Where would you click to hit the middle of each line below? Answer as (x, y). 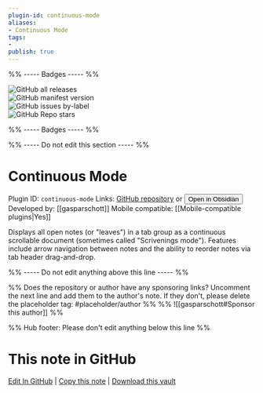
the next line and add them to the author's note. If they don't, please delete (129, 296)
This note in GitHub (72, 360)
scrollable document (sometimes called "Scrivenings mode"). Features (122, 240)
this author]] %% (36, 312)
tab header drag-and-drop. (52, 257)
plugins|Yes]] (29, 217)
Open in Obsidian (214, 199)
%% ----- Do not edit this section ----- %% (79, 145)
